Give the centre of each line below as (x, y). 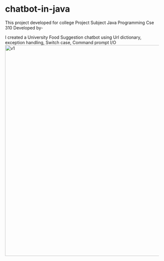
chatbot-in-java (38, 9)
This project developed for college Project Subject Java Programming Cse (80, 23)
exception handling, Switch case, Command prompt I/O (61, 42)
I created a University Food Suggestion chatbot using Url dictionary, (73, 37)
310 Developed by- (24, 27)
